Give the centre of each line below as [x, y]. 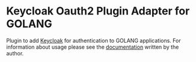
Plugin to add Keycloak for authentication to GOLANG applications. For [94, 40]
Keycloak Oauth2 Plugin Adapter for [98, 11]
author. [15, 53]
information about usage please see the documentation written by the [93, 47]
